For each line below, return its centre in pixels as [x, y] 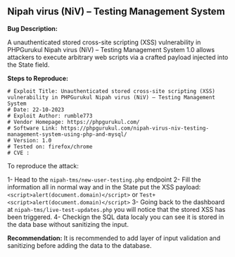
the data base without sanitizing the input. [68, 224]
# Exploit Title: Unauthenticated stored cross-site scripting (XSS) [112, 91]
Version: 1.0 [33, 140]
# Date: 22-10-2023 [36, 109]
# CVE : [19, 153]
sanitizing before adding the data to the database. [80, 245]
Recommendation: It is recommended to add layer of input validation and [114, 238]
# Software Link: [33, 128]
